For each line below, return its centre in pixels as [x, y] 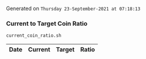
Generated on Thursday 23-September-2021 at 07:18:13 [73, 8]
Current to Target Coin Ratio [47, 23]
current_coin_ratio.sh [34, 36]
